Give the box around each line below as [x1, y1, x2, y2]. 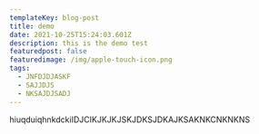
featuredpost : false [9, 47, 88, 56]
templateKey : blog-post [9, 13, 100, 23]
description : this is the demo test [9, 38, 148, 48]
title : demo [9, 22, 55, 31]
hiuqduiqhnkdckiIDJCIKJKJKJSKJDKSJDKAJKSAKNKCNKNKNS [9, 114, 251, 125]
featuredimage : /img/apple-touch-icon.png [9, 55, 173, 64]
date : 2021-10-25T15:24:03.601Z [9, 30, 132, 39]
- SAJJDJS [17, 81, 55, 90]
